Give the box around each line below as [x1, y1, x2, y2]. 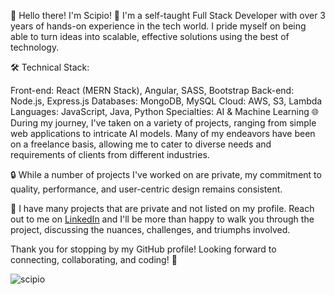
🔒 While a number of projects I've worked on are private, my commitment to [10, 169, 322, 180]
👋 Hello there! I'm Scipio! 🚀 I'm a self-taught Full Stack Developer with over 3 [10, 10, 327, 21]
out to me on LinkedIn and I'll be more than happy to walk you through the [10, 213, 315, 225]
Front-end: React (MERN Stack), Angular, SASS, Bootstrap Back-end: [10, 85, 295, 96]
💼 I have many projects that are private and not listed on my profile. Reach [10, 203, 315, 214]
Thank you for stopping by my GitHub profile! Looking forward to [10, 243, 277, 255]
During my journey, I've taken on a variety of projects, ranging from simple [10, 117, 317, 129]
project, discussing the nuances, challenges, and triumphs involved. [10, 224, 291, 235]
